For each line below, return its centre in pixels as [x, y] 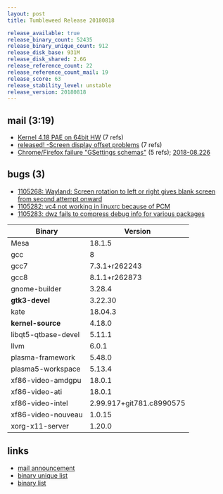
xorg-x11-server [40, 426]
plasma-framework [43, 357]
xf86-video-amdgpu [46, 380]
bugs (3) [26, 174]
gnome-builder [36, 289]
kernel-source [36, 323]
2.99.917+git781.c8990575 [138, 403]
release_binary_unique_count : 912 [58, 46]
